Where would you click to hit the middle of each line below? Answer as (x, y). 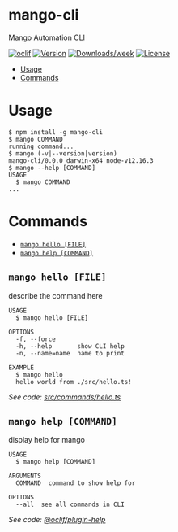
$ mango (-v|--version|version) (63, 153)
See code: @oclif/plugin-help (57, 520)
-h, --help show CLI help (70, 346)
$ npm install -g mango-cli (56, 132)
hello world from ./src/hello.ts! (74, 382)
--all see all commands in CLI (70, 505)
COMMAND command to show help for (76, 483)
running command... (41, 146)
